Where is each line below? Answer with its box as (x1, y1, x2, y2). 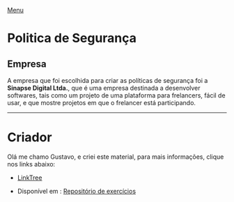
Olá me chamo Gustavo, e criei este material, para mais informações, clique (7, 153, 224, 161)
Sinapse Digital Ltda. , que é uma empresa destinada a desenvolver (7, 84, 201, 92)
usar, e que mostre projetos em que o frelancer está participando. (7, 99, 196, 107)
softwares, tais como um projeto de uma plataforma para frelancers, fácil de (7, 91, 226, 100)
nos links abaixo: (7, 160, 56, 168)
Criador (7, 130, 52, 146)
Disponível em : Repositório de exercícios (17, 187, 136, 195)
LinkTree (17, 173, 42, 182)
